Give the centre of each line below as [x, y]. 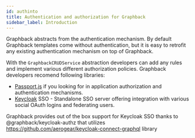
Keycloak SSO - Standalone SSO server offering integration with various [102, 99]
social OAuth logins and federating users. [65, 105]
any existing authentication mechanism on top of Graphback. [80, 51]
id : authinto [22, 11]
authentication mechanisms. [49, 93]
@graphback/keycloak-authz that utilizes [56, 123]
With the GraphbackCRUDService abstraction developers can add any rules [94, 63]
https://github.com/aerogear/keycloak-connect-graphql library [82, 129]
